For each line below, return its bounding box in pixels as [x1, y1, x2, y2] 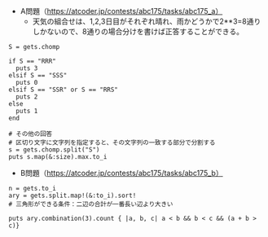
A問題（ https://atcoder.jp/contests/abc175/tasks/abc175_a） [20, 7, 223, 15]
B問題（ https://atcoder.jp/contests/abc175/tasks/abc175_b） [20, 169, 223, 178]
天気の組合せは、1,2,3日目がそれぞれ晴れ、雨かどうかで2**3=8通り [32, 16, 261, 26]
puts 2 [15, 93, 38, 101]
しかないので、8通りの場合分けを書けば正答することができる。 [32, 27, 244, 36]
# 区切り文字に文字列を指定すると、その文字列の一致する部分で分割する [8, 138, 216, 147]
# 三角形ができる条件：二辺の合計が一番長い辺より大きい [8, 200, 174, 208]
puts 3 [15, 64, 38, 72]
